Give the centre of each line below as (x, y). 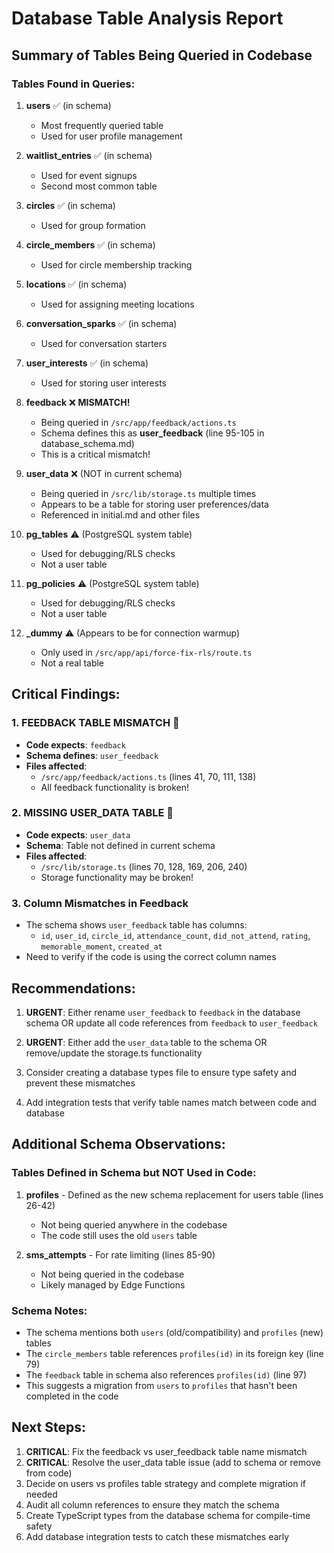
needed (41, 1494)
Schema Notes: (49, 1310)
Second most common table (99, 186)
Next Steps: (48, 1427)
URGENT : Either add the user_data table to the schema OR (146, 1042)
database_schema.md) (87, 443)
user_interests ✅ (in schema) (87, 363)
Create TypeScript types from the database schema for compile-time (168, 1515)
